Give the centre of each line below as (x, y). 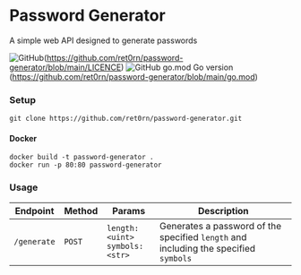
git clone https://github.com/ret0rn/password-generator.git (126, 119)
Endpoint (34, 211)
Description (223, 211)
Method (81, 211)
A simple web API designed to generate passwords (103, 40)
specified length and (203, 236)
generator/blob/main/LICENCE (65, 67)
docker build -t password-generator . (82, 158)
